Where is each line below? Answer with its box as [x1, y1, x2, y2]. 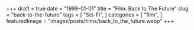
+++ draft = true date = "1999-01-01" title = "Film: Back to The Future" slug [6, 5, 189, 12]
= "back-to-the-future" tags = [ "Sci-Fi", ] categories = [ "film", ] [6, 11, 163, 18]
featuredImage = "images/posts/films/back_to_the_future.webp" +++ [6, 18, 174, 24]
